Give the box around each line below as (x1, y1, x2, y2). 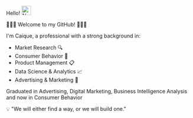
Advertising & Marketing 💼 (14, 76, 78, 83)
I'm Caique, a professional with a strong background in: (6, 32, 140, 39)
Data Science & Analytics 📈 (14, 68, 83, 75)
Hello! (6, 9, 21, 16)
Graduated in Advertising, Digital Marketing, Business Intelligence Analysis (6, 88, 188, 95)
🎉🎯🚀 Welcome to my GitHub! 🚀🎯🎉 (6, 21, 87, 28)
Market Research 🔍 (14, 44, 63, 51)
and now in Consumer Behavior (6, 94, 83, 101)
